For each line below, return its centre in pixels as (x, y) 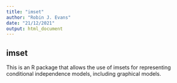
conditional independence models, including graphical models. (84, 74)
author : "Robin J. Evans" (38, 17)
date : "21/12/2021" (31, 23)
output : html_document (34, 29)
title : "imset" (25, 12)
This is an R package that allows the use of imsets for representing (88, 67)
